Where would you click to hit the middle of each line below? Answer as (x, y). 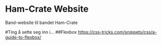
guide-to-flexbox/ (23, 37)
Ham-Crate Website (47, 9)
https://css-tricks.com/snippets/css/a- (117, 32)
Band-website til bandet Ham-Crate (41, 22)
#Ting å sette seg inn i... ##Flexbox (41, 32)
